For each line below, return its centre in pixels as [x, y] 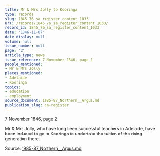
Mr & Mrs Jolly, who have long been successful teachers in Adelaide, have [80, 128]
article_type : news [25, 55]
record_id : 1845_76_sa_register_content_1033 [52, 28]
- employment [18, 96]
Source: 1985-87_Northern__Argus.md [43, 148]
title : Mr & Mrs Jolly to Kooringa [41, 10]
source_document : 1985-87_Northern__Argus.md [52, 101]
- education [17, 91]
